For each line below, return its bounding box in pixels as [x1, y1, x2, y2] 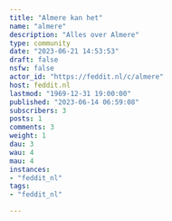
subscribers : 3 [9, 106, 67, 115]
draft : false [9, 55, 59, 64]
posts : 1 [9, 114, 43, 123]
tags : [9, 182, 30, 191]
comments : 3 [9, 123, 54, 132]
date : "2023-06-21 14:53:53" [9, 47, 119, 56]
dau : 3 [9, 139, 34, 149]
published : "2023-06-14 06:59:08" [9, 97, 140, 107]
